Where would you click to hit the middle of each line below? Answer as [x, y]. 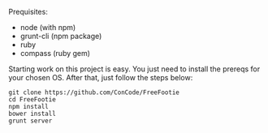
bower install [32, 114]
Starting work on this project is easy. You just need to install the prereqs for [134, 69]
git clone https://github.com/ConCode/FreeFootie [94, 92]
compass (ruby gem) [55, 53]
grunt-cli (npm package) [61, 36]
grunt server [30, 121]
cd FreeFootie [32, 100]
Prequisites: [28, 12]
